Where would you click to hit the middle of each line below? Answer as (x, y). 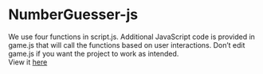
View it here (28, 62)
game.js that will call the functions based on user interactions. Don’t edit (127, 45)
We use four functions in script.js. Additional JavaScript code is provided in (131, 37)
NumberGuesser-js (73, 15)
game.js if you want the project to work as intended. (94, 53)
